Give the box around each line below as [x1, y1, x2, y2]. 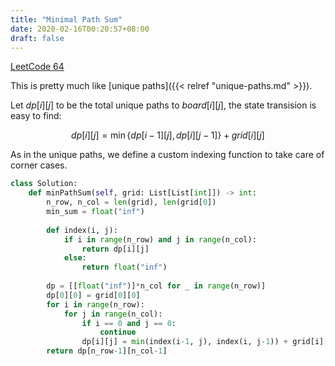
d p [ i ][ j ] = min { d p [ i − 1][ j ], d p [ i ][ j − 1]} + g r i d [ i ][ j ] [71, 129, 265, 141]
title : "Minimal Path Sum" [10, 14, 123, 25]
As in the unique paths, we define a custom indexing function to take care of [10, 149, 325, 161]
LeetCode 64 [10, 61, 65, 73]
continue [99, 327, 137, 338]
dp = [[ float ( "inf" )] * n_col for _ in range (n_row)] [46, 281, 267, 291]
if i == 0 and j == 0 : [81, 318, 177, 328]
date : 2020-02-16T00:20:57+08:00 [10, 24, 150, 34]
